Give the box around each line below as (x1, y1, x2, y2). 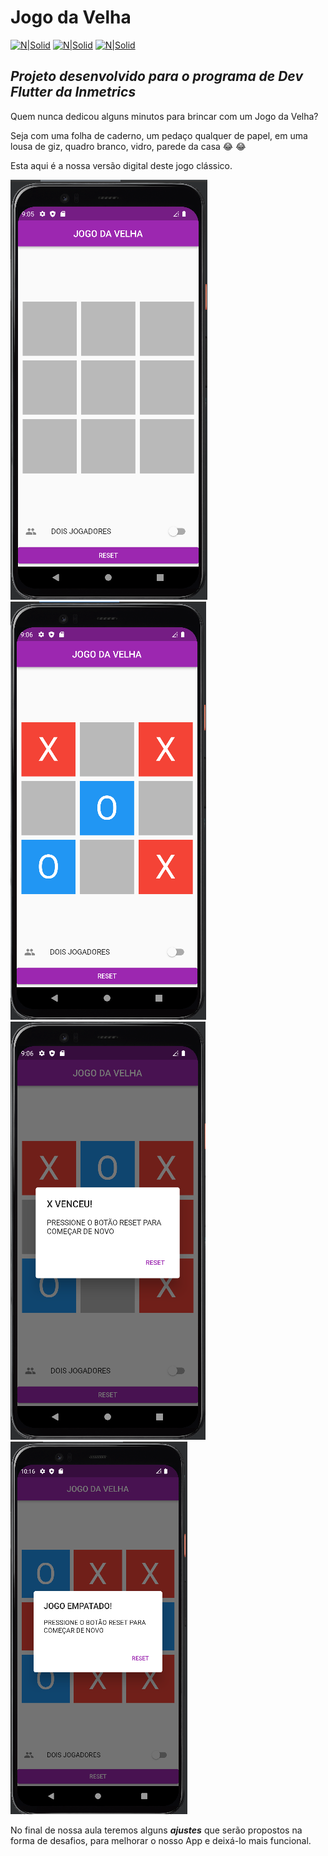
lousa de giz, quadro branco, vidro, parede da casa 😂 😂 (10, 140, 247, 152)
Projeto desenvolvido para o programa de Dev (10, 68, 303, 85)
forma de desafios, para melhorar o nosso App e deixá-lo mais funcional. (10, 1834, 312, 1846)
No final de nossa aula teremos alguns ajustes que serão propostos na (10, 1824, 303, 1836)
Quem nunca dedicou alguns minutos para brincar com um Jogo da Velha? (10, 110, 319, 122)
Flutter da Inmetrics (10, 84, 137, 101)
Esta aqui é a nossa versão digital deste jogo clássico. (10, 159, 233, 171)
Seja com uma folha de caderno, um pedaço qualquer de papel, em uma (10, 129, 308, 141)
